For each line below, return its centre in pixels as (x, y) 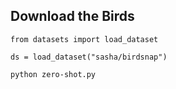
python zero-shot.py (53, 74)
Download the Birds (72, 16)
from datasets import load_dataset (84, 39)
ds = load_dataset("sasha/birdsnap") (89, 57)
